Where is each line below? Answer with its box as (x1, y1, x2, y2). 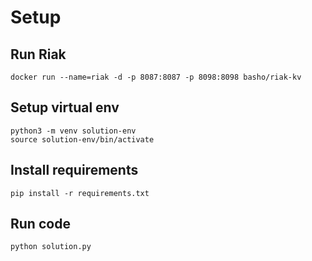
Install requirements (10, 162, 139, 179)
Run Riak (10, 46, 67, 63)
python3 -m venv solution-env (10, 126, 137, 136)
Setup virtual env (10, 99, 120, 116)
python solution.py (10, 242, 92, 252)
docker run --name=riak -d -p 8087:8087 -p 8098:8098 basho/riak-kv (10, 72, 302, 82)
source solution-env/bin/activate (10, 134, 155, 145)
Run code (10, 216, 71, 233)
